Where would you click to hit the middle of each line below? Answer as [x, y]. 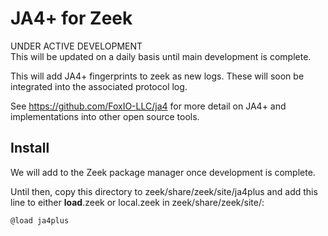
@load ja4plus [40, 220]
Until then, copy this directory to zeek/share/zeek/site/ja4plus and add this [164, 191]
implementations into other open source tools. [105, 116]
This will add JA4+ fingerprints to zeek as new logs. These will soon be [157, 76]
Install [30, 148]
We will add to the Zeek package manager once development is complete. [163, 172]
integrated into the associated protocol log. [99, 86]
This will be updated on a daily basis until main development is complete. [161, 56]
